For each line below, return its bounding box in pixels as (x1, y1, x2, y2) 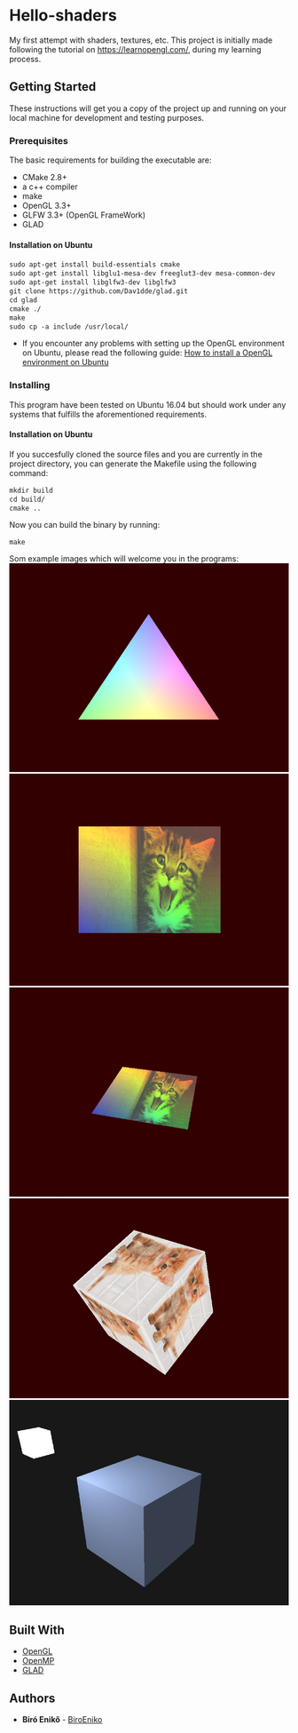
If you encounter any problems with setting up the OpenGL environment (21, 338, 286, 349)
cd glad (9, 296, 38, 305)
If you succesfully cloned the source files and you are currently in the (9, 449, 263, 459)
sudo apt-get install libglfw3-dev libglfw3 (9, 278, 176, 287)
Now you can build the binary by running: (9, 519, 161, 529)
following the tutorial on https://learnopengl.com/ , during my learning (9, 44, 262, 54)
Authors (9, 1690, 56, 1705)
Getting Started (9, 79, 97, 94)
